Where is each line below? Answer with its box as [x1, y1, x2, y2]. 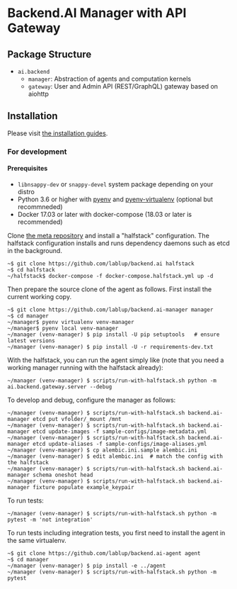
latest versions [7, 337, 55, 344]
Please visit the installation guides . [7, 129, 108, 138]
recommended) [17, 218, 63, 226]
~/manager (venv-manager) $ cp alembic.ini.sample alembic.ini [7, 447, 198, 454]
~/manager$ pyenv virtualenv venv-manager [7, 318, 134, 325]
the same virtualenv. [7, 536, 67, 544]
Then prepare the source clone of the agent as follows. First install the [7, 285, 212, 293]
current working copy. [7, 292, 72, 301]
